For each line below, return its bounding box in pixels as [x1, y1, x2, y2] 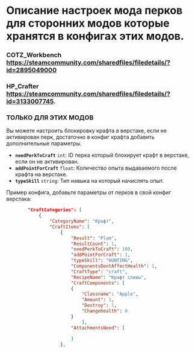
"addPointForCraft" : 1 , [70, 252, 131, 258]
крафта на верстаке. [14, 171, 68, 178]
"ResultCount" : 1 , [70, 241, 117, 247]
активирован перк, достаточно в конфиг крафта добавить [6, 133, 155, 141]
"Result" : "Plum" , [70, 235, 117, 241]
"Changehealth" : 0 [81, 308, 128, 314]
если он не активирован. [14, 158, 79, 165]
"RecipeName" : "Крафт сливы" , [70, 274, 147, 281]
